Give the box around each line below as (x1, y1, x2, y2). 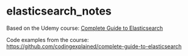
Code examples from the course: (6, 36, 89, 43)
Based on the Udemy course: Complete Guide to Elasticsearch (6, 24, 164, 32)
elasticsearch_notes (6, 4, 112, 18)
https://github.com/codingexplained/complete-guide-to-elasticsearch (6, 43, 182, 50)
